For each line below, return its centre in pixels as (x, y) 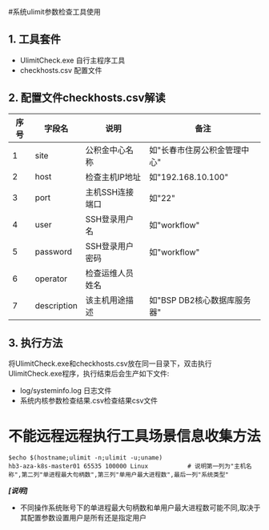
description (56, 305)
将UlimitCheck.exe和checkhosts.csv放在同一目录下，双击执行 (110, 363)
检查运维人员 (109, 273)
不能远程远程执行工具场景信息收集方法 (135, 436)
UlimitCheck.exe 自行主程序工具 (72, 60)
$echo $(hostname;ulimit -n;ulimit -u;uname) (85, 458)
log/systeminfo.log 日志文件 (66, 391)
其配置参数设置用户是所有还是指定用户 (83, 518)
